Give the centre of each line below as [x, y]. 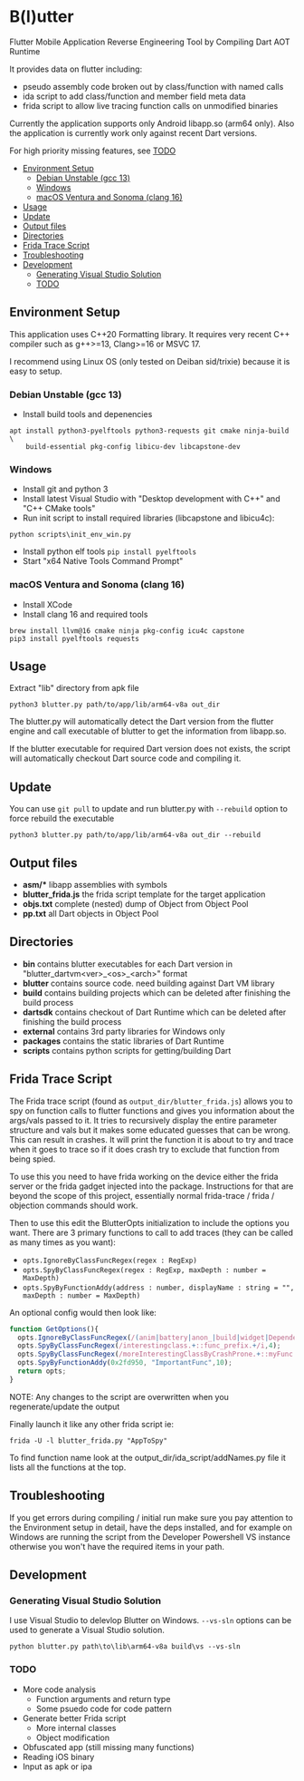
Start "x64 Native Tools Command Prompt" [103, 561]
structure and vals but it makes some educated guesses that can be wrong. [150, 1130]
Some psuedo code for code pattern [104, 1708]
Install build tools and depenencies [87, 414]
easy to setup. [36, 371]
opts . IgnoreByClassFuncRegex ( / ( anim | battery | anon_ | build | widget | [143, 1338]
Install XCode [47, 604]
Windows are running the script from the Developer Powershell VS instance [150, 1537]
